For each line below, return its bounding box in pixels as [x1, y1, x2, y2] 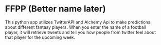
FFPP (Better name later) [5, 3, 106, 14]
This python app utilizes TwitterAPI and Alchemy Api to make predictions [5, 19, 151, 25]
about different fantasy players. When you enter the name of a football [5, 24, 146, 30]
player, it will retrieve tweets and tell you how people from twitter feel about [5, 29, 156, 35]
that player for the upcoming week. [5, 34, 75, 40]
